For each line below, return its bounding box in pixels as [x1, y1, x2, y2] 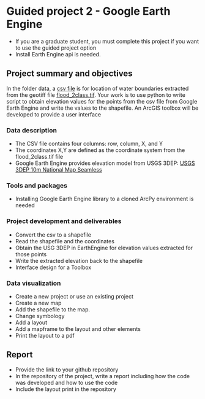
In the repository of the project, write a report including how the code [15, 372, 190, 379]
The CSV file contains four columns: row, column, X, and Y [15, 140, 163, 148]
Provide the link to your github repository [15, 366, 119, 373]
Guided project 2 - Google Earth [6, 4, 171, 18]
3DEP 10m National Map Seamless [15, 166, 102, 173]
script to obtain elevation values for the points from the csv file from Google [6, 97, 198, 105]
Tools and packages [6, 181, 67, 189]
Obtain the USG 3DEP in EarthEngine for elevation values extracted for [15, 244, 193, 251]
